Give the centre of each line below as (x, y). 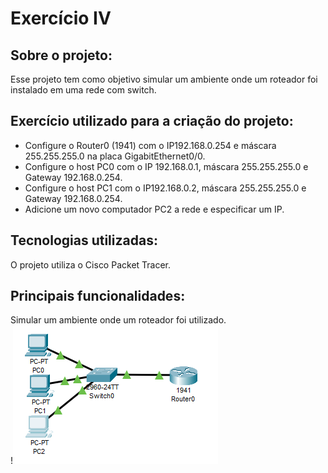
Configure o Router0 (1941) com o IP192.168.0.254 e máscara (150, 145)
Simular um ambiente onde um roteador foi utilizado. (118, 320)
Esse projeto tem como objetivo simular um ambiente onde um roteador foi (164, 79)
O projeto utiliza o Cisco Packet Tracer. (91, 264)
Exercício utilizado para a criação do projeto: (152, 121)
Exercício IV (61, 18)
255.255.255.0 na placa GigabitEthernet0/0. (115, 156)
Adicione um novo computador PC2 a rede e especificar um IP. (154, 209)
